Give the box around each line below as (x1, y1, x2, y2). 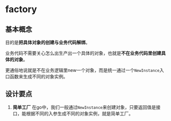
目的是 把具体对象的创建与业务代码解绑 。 (5, 39, 90, 45)
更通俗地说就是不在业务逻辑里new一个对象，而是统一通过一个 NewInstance (5, 67, 160, 73)
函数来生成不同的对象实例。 (9, 73, 68, 79)
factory (5, 4, 37, 15)
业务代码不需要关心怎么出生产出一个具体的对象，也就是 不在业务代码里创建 (5, 50, 161, 56)
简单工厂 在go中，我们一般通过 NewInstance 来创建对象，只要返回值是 (12, 104, 156, 110)
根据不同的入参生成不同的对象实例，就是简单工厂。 (26, 110, 133, 116)
